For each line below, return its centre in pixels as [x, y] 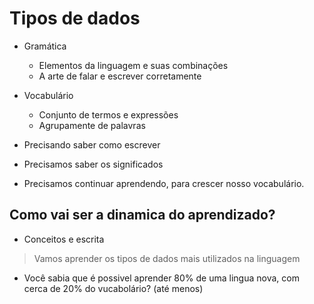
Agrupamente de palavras [92, 125]
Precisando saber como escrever [92, 144]
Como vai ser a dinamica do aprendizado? [142, 215]
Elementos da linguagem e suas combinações [133, 65]
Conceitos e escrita [64, 239]
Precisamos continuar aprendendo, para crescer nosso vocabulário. [164, 183]
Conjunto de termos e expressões [108, 114]
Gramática [45, 46]
